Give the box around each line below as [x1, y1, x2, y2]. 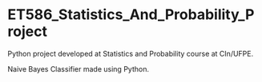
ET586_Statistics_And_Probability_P [7, 6, 255, 24]
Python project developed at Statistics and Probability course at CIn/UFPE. [7, 49, 254, 58]
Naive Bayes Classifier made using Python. [7, 64, 150, 73]
